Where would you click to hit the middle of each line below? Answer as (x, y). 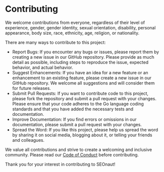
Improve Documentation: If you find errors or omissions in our (74, 119)
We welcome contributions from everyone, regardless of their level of (75, 22)
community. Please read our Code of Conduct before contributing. (72, 154)
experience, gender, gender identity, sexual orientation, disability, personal (80, 27)
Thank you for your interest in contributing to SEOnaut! (60, 164)
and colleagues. (28, 140)
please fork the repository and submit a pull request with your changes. (84, 98)
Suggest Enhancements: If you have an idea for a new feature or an (80, 72)
